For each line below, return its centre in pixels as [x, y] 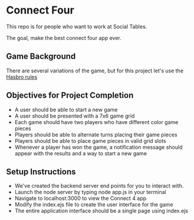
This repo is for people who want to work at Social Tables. [77, 26]
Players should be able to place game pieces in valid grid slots [90, 141]
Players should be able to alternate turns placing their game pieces [96, 134]
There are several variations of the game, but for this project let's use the [95, 71]
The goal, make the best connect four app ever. [64, 38]
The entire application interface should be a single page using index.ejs [101, 211]
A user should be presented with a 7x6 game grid [75, 116]
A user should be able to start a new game [66, 109]
